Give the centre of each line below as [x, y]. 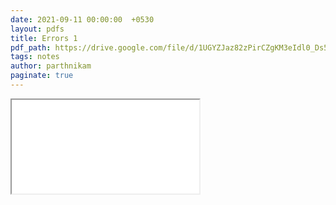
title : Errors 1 [44, 38]
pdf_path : [31, 47]
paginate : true [42, 76]
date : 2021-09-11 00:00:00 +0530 [82, 19]
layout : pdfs [37, 29]
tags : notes [35, 57]
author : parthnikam [51, 66]
